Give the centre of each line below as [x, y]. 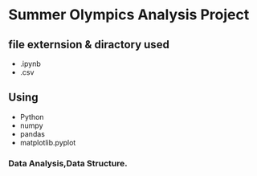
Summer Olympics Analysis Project [129, 15]
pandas [33, 133]
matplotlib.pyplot [48, 142]
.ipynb [31, 63]
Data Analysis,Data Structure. [68, 163]
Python [32, 117]
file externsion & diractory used [89, 45]
